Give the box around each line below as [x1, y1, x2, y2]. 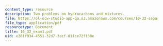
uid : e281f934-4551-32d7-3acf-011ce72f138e [5, 34, 95, 39]
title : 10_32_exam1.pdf [5, 29, 53, 34]
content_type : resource [5, 7, 53, 12]
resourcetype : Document [5, 25, 53, 30]
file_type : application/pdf [5, 20, 62, 25]
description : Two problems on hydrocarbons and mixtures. [5, 11, 125, 16]
